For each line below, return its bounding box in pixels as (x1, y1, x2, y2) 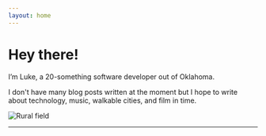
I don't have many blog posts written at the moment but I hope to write (8, 87, 238, 96)
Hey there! (8, 45, 79, 63)
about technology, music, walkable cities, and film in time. (8, 96, 197, 105)
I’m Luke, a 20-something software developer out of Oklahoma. (8, 72, 215, 81)
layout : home (8, 11, 51, 20)
